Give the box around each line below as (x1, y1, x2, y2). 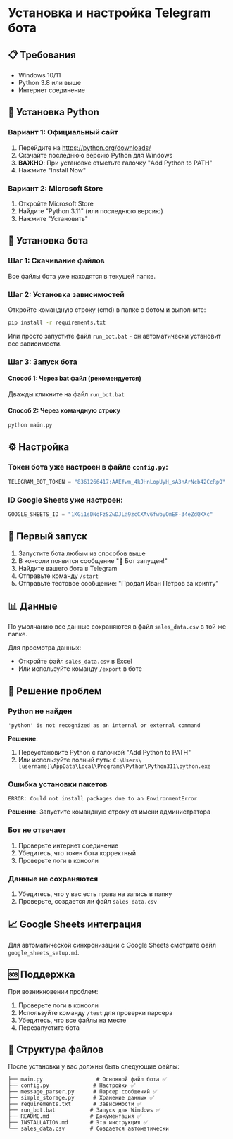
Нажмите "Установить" (18, 214, 89, 222)
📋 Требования (8, 49, 76, 61)
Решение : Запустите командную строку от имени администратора (8, 807, 210, 816)
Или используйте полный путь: (18, 755, 112, 764)
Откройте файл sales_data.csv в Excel (18, 657, 132, 666)
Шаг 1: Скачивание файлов (8, 256, 105, 265)
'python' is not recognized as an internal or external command (8, 722, 201, 729)
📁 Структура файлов (8, 1044, 104, 1055)
